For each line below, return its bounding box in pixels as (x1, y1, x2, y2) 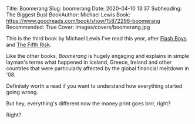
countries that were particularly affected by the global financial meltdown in (6, 65, 189, 72)
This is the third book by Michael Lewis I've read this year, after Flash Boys (6, 35, 187, 42)
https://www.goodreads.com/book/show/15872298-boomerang (6, 18, 160, 24)
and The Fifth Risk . (6, 41, 52, 48)
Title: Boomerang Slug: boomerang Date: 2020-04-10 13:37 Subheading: (6, 5, 182, 12)
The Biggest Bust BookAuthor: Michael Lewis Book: (6, 11, 130, 18)
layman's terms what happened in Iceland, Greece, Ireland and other (6, 58, 172, 66)
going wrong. (6, 89, 38, 95)
